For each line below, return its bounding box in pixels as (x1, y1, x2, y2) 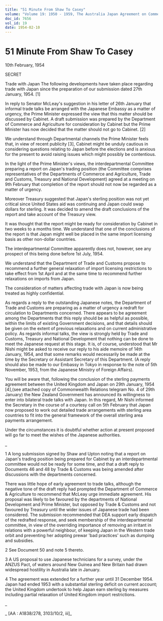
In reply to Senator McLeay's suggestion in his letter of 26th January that (5, 101, 151, 107)
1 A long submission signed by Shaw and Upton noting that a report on (5, 451, 146, 457)
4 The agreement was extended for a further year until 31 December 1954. (5, 576, 154, 582)
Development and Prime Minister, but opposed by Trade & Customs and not (5, 502, 156, 507)
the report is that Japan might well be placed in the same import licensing (5, 231, 152, 237)
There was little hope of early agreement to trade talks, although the (5, 481, 142, 487)
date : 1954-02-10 (5, 25, 40, 30)
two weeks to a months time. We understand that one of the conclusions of (5, 226, 155, 232)
